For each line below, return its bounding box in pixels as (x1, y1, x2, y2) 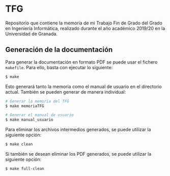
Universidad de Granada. (5, 31, 58, 37)
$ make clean (5, 142, 33, 147)
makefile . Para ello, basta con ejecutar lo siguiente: (5, 64, 113, 70)
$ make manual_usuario (5, 118, 53, 123)
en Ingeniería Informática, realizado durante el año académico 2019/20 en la (5, 25, 165, 31)
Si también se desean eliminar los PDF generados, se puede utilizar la (5, 151, 152, 157)
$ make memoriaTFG (5, 103, 44, 108)
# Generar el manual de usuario (5, 112, 74, 118)
